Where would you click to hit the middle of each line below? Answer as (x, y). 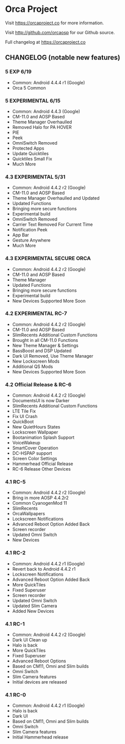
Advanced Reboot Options (39, 661)
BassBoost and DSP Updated (42, 351)
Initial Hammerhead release (40, 737)
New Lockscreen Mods (36, 361)
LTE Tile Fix (24, 411)
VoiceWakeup (26, 443)
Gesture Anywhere (31, 240)
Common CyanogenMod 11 (40, 503)
